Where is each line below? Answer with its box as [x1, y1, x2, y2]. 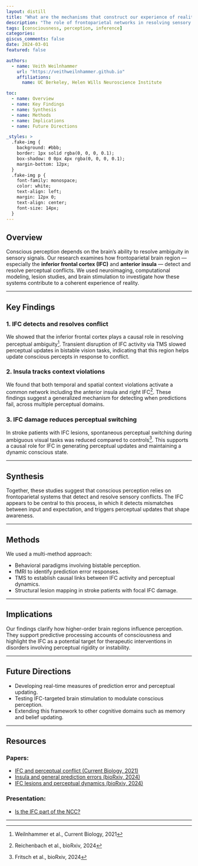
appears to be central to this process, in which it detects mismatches [6, 500, 174, 507]
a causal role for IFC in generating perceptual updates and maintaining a [6, 442, 181, 450]
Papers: [6, 754, 29, 762]
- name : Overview [11, 96, 54, 102]
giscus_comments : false [6, 36, 65, 42]
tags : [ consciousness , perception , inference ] [6, 25, 123, 31]
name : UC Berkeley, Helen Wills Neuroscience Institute [21, 80, 162, 86]
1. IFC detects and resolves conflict [6, 320, 109, 328]
